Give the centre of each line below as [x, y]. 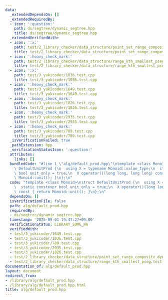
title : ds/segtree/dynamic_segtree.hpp [56, 33]
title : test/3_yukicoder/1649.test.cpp [56, 94]
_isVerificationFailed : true [40, 140]
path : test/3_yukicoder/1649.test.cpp [54, 89]
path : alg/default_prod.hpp [39, 206]
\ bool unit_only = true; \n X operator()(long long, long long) [84, 173]
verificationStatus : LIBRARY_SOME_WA [49, 224]
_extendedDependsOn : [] [34, 15]
